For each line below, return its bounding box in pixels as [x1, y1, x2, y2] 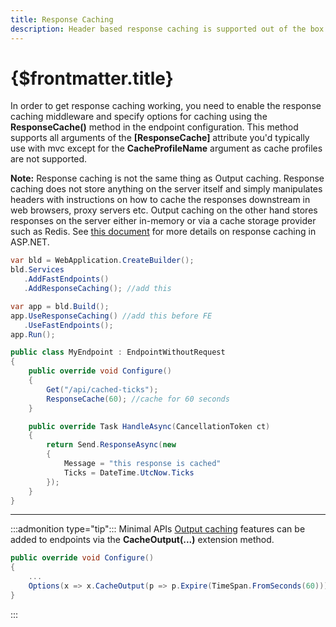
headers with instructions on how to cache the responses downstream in [10, 194, 311, 206]
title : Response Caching [10, 14, 114, 25]
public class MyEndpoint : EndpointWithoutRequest [10, 347, 226, 358]
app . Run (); [10, 329, 56, 340]
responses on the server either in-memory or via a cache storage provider [10, 215, 317, 227]
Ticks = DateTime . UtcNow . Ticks [63, 467, 195, 478]
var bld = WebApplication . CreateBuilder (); [10, 256, 195, 266]
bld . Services [10, 265, 65, 275]
